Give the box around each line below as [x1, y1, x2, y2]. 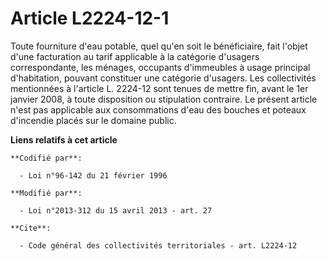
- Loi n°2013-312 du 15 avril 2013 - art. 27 [19, 205, 213, 216]
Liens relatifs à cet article [10, 133, 118, 146]
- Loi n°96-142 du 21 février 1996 [19, 170, 168, 181]
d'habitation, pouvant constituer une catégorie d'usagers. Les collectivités [10, 72, 317, 84]
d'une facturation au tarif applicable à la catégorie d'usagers [10, 50, 260, 62]
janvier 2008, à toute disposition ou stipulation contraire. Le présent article [10, 93, 318, 105]
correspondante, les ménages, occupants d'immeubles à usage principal [10, 61, 311, 73]
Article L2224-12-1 [10, 7, 170, 30]
